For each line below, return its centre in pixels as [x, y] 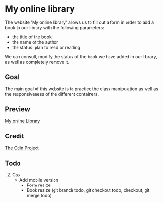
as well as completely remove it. [37, 62]
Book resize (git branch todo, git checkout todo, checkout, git [88, 190]
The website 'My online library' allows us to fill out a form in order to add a [80, 22]
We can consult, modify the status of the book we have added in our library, [81, 56]
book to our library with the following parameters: [55, 27]
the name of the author [35, 42]
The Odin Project [22, 148]
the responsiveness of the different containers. [52, 94]
